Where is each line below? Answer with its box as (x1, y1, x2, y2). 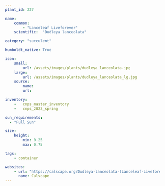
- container (14, 156, 38, 160)
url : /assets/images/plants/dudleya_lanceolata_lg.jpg (23, 75, 137, 80)
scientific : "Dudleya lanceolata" (14, 30, 87, 35)
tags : (5, 151, 16, 156)
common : (14, 21, 29, 26)
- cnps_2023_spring (14, 106, 58, 111)
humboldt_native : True (5, 48, 52, 53)
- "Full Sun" (9, 120, 36, 125)
